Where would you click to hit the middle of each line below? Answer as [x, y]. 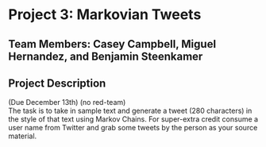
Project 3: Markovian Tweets [105, 15]
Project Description [57, 83]
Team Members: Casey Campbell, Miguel [112, 44]
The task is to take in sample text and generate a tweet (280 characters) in [130, 111]
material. [23, 136]
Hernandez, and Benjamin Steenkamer [106, 56]
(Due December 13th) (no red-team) [67, 103]
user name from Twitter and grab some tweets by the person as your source [133, 128]
